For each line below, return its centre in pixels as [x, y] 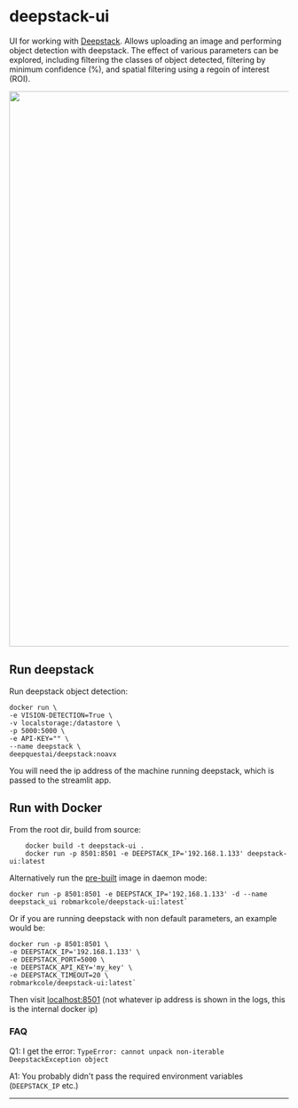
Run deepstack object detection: [69, 691]
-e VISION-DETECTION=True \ [61, 715]
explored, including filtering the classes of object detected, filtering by [137, 60]
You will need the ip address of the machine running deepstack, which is [142, 770]
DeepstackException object [59, 1059]
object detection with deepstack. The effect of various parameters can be [144, 50]
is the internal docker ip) [54, 1008]
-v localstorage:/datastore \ [65, 723]
